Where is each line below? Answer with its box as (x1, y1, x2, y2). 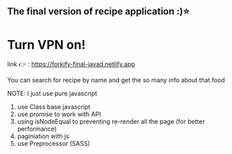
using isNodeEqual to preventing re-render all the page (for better (17, 117, 206, 126)
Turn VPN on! (7, 37, 86, 52)
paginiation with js (17, 132, 69, 140)
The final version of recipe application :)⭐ (7, 6, 190, 17)
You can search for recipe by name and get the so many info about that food (7, 76, 225, 84)
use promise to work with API (17, 110, 102, 119)
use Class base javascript (17, 103, 91, 111)
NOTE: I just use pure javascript (7, 89, 98, 98)
